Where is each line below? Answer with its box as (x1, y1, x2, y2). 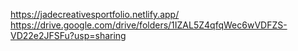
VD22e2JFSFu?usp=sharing (10, 30, 127, 41)
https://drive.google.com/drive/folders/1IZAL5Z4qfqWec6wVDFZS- (10, 19, 288, 31)
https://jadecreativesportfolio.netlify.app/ (10, 9, 180, 20)
